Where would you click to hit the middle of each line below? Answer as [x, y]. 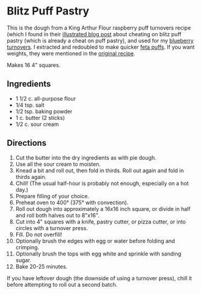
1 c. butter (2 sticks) [40, 117]
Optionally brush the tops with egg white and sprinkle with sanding [98, 254]
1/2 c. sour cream [37, 124]
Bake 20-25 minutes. [42, 266]
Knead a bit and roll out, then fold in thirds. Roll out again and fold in [100, 170]
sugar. [23, 260]
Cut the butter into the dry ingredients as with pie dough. [86, 157]
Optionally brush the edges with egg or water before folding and [95, 241]
